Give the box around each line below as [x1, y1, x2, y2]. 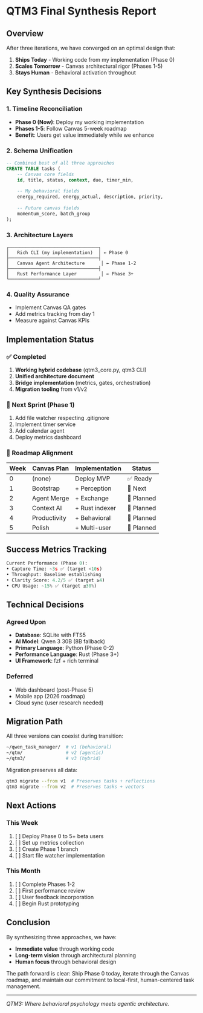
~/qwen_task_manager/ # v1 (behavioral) [6, 744, 112, 750]
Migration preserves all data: [6, 767, 77, 774]
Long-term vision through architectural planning [14, 951, 137, 959]
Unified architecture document [14, 372, 95, 379]
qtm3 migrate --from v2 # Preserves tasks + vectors [6, 784, 145, 790]
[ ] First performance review [14, 887, 85, 894]
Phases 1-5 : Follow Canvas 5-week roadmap [14, 125, 127, 132]
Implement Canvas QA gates [14, 304, 86, 311]
